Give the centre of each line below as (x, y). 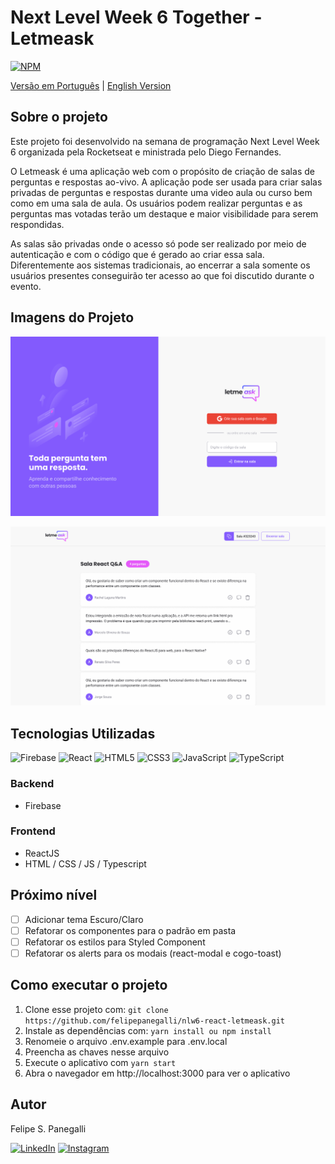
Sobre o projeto (59, 117)
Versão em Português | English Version (91, 85)
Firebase (43, 805)
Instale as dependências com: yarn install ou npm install (148, 1030)
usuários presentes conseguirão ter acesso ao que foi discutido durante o (162, 275)
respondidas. (37, 224)
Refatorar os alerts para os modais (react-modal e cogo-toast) (153, 953)
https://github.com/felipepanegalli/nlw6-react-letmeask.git (155, 1021)
